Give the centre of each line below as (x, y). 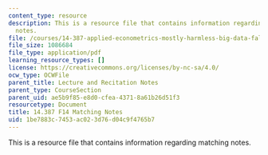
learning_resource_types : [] (57, 61)
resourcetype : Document (48, 105)
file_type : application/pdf (55, 53)
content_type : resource (48, 16)
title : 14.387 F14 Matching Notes (66, 113)
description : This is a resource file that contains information (119, 23)
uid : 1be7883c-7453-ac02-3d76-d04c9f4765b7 (82, 120)
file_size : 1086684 (41, 46)
